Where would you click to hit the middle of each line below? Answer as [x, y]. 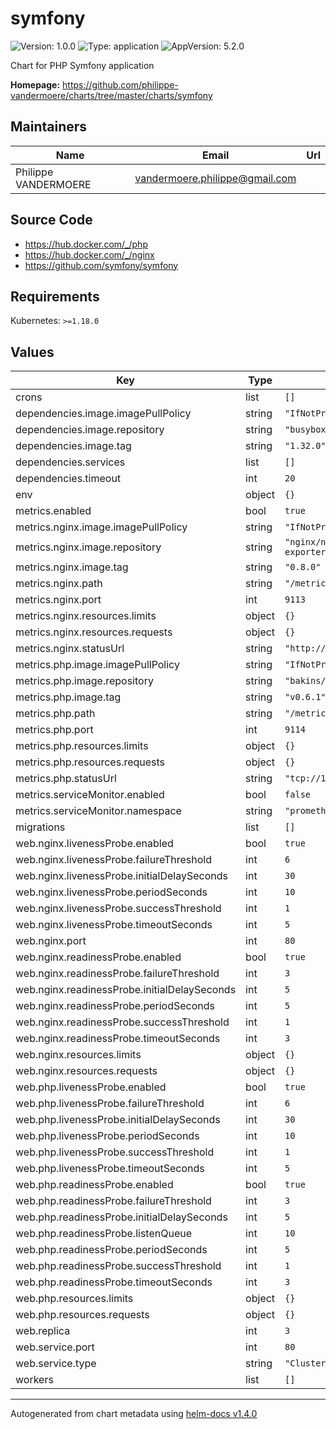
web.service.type [56, 1364]
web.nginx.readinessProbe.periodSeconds [115, 1006]
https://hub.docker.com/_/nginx [89, 254]
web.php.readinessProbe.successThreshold [118, 1266]
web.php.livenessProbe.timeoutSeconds [110, 1169]
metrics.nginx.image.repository [88, 547]
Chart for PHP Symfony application [82, 65]
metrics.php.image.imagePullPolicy [97, 665]
